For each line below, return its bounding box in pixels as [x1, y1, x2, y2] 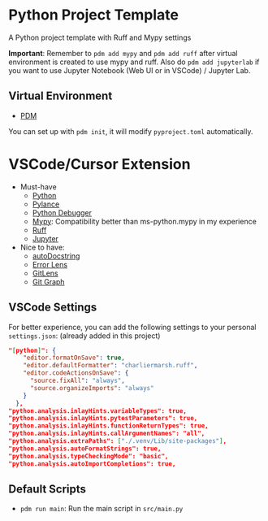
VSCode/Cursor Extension [8, 154, 191, 173]
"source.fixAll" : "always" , [29, 376, 126, 384]
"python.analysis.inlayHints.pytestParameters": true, [8, 415, 198, 423]
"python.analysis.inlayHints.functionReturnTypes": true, [8, 422, 209, 430]
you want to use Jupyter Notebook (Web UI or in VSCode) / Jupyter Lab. [8, 65, 251, 75]
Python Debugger [32, 207, 92, 217]
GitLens [32, 268, 58, 278]
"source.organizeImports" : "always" [29, 384, 154, 392]
